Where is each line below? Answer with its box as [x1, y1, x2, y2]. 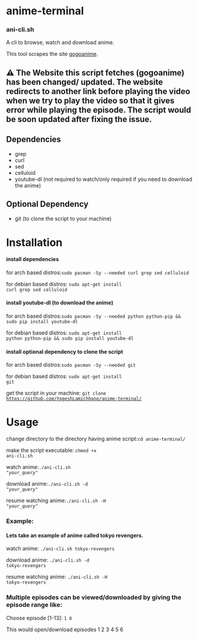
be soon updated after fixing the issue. [6, 114, 152, 124]
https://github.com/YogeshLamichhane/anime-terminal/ [6, 396, 142, 402]
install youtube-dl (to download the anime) [6, 299, 114, 306]
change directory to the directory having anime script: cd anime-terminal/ [6, 436, 186, 443]
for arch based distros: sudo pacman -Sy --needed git [6, 361, 136, 368]
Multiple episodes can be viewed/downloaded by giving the [6, 593, 182, 602]
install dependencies [6, 256, 59, 263]
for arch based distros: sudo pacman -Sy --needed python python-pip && [6, 312, 181, 319]
